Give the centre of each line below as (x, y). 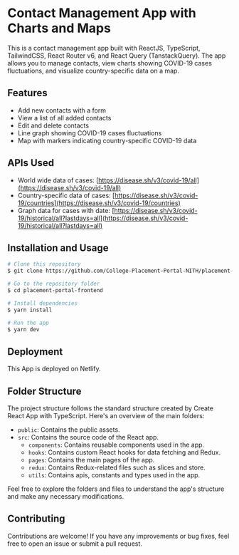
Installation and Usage (58, 248)
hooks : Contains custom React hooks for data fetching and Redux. (124, 452)
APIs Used (31, 163)
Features (27, 93)
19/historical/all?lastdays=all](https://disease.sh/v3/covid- (103, 218)
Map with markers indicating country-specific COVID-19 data (107, 140)
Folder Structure (44, 391)
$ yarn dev (23, 329)
